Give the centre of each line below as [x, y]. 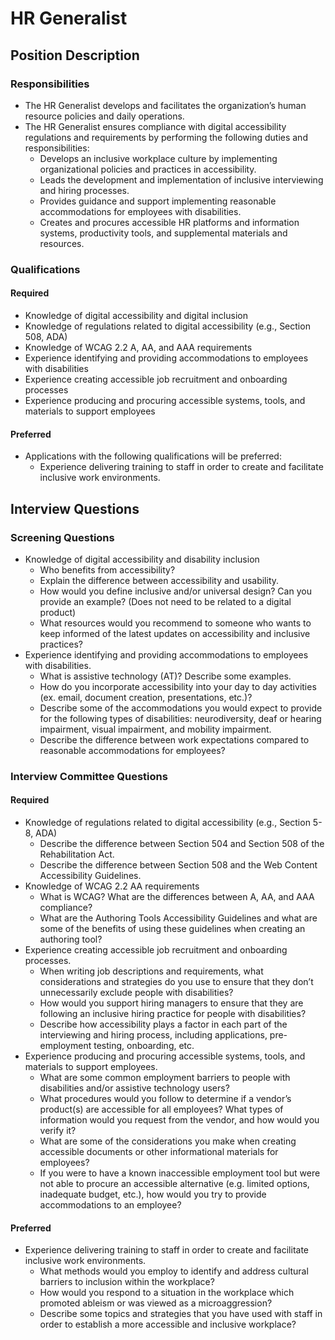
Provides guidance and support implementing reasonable [158, 201]
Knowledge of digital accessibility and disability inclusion [142, 559]
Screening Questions [62, 537]
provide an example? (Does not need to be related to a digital [165, 601]
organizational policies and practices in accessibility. [148, 169]
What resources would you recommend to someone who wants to [175, 623]
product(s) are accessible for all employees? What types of [161, 1109]
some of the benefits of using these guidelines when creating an [172, 929]
